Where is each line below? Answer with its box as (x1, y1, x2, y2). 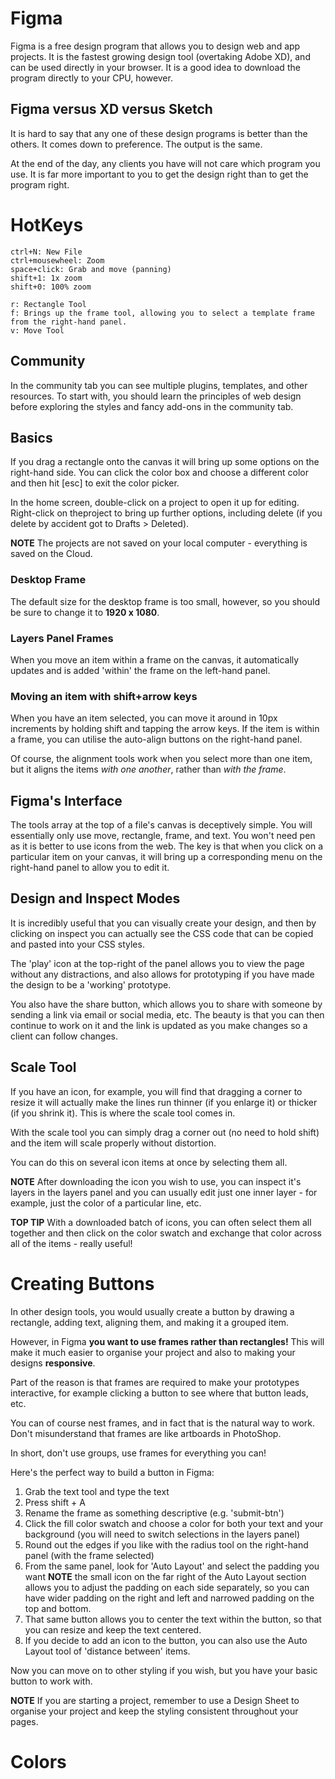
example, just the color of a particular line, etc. (10, 1197, 202, 1209)
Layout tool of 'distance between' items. (24, 1645, 191, 1657)
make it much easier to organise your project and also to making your (10, 1346, 296, 1358)
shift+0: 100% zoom (10, 282, 92, 292)
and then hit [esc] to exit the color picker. (10, 477, 180, 489)
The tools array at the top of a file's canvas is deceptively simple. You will (10, 819, 313, 831)
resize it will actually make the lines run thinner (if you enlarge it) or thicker (10, 1096, 318, 1108)
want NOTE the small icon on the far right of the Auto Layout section (24, 1570, 307, 1582)
